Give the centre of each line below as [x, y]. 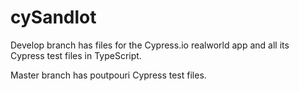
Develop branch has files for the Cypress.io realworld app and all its [150, 45]
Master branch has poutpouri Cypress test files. [108, 75]
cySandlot [53, 17]
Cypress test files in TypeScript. [76, 55]
